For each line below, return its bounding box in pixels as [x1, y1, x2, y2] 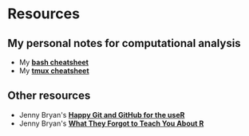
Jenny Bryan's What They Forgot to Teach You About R [18, 119, 204, 128]
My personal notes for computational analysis [7, 37, 241, 50]
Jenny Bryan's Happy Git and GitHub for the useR [18, 110, 185, 119]
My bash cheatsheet [18, 57, 89, 67]
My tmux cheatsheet [18, 66, 89, 76]
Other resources [7, 89, 91, 103]
